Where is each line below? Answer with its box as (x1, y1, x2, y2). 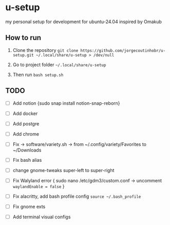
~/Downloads (12, 147, 42, 153)
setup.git (12, 52, 34, 58)
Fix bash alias (12, 157, 42, 163)
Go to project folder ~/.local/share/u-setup (12, 61, 106, 68)
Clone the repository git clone (12, 47, 79, 53)
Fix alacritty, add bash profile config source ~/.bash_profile (12, 193, 141, 199)
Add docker (12, 110, 38, 117)
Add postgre (12, 120, 40, 127)
